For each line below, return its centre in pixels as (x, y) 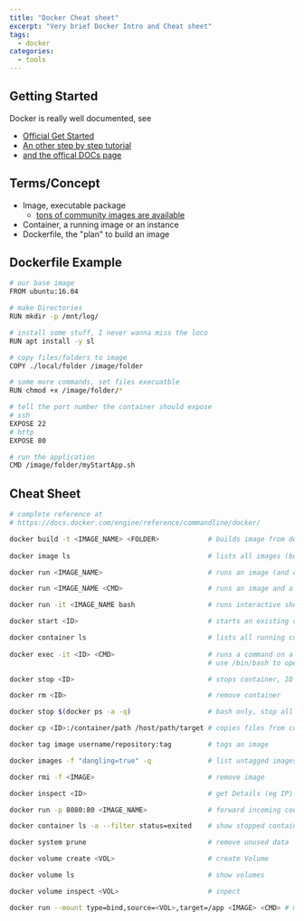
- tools (32, 60)
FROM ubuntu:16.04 (44, 292)
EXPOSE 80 (28, 441)
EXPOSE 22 (28, 423)
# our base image (42, 283)
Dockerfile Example (66, 263)
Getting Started (54, 96)
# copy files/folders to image (68, 357)
